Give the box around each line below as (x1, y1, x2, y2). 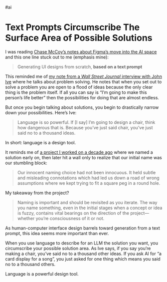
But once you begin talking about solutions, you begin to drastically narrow (5, 104, 159, 110)
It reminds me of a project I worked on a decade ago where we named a (5, 149, 153, 155)
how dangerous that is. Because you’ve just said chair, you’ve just (17, 124, 153, 130)
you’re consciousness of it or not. (35, 215, 105, 221)
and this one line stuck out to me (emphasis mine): (5, 54, 109, 60)
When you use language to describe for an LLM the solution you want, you (5, 240, 159, 246)
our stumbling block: (5, 160, 47, 166)
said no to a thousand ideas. (17, 130, 76, 136)
